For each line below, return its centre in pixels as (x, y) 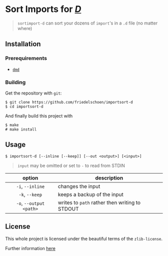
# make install (21, 129)
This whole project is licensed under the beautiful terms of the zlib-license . (84, 238)
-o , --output (30, 203)
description (109, 177)
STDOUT (68, 208)
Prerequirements (26, 58)
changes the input (79, 186)
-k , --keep (30, 194)
